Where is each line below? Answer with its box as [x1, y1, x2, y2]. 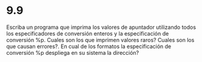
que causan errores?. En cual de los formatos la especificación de [6, 43, 172, 50]
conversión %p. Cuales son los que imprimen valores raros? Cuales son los [6, 36, 195, 43]
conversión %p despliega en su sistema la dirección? [6, 49, 140, 56]
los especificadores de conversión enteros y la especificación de [6, 29, 169, 37]
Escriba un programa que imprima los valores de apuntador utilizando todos [6, 23, 196, 31]
